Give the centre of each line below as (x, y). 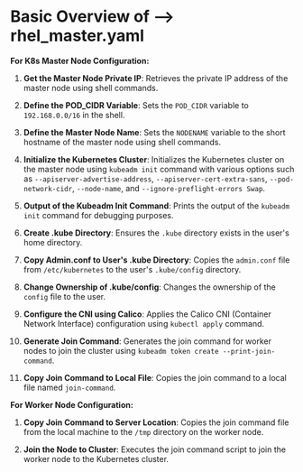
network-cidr (48, 189)
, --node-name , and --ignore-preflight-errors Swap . (168, 188)
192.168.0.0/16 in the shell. (74, 115)
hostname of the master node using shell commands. (122, 142)
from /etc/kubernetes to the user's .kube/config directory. (132, 269)
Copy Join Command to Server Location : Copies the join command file (156, 422)
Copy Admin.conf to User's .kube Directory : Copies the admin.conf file (156, 260)
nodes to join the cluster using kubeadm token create (121, 350)
